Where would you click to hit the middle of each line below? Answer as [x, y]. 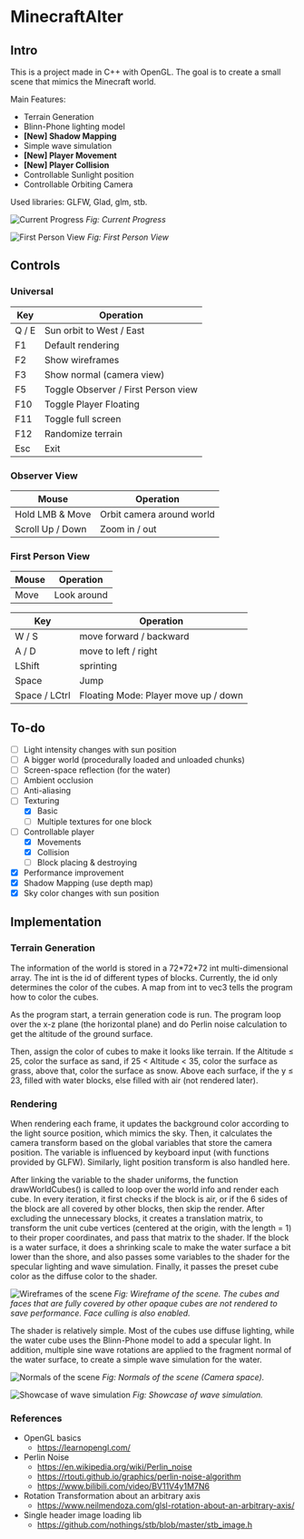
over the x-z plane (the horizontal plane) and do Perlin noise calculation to [149, 1024]
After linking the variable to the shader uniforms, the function [124, 1180]
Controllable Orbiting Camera [78, 184]
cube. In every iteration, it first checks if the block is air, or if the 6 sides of [149, 1199]
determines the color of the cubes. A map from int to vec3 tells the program [152, 987]
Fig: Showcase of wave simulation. [198, 1395]
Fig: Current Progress [126, 219]
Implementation [56, 922]
